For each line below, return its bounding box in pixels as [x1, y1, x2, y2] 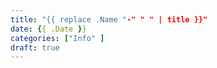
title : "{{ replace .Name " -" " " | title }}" [10, 14, 208, 25]
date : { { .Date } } [10, 24, 87, 34]
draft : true [10, 42, 60, 53]
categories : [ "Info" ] [10, 33, 105, 43]
